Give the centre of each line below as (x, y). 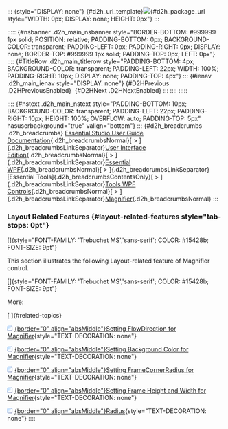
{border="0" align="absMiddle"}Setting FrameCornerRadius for (104, 370)
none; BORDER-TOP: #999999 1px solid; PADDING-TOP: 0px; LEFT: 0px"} (111, 54)
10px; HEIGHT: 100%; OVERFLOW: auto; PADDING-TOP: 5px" (115, 118)
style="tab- (201, 217)
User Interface (126, 147)
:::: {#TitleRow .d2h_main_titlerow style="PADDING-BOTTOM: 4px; (101, 61)
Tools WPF (121, 184)
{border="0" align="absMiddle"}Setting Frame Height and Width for (111, 390)
